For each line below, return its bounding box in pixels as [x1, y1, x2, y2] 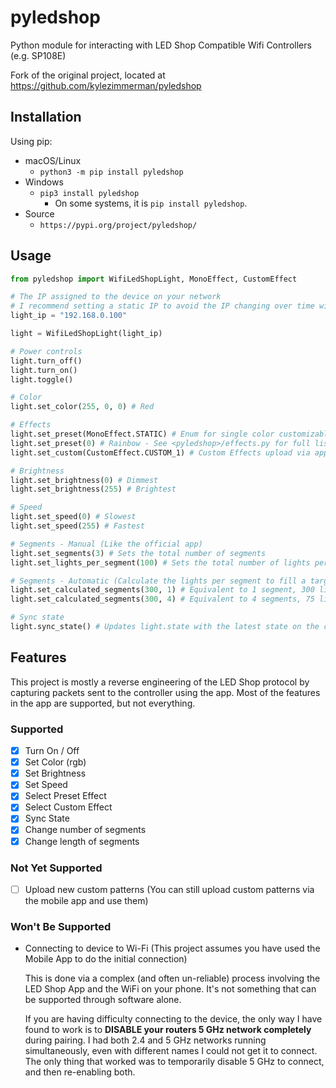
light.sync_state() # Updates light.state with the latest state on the [10, 622, 320, 632]
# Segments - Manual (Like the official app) [10, 539, 203, 549]
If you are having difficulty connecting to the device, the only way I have [24, 1013, 323, 1025]
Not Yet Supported [10, 861, 103, 875]
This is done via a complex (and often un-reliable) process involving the [24, 972, 321, 985]
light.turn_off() [10, 356, 83, 366]
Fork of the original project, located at [10, 69, 166, 81]
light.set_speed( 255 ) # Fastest [10, 521, 145, 531]
